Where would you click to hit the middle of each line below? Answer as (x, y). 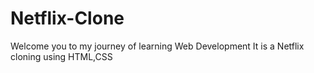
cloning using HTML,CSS (61, 56)
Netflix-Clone (67, 18)
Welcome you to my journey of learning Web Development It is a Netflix (157, 46)
